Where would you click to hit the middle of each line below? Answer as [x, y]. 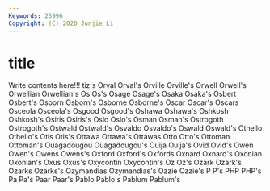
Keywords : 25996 [36, 16]
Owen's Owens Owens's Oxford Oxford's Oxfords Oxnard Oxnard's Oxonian [135, 154]
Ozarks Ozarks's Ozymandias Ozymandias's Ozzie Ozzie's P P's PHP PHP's [135, 171]
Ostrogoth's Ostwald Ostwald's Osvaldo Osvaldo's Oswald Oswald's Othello [135, 128]
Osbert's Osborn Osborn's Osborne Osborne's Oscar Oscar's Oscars [124, 102]
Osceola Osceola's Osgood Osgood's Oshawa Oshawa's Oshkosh [118, 111]
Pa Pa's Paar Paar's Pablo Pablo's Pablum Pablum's [95, 180]
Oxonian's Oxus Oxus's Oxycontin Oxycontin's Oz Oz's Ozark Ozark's [125, 163]
